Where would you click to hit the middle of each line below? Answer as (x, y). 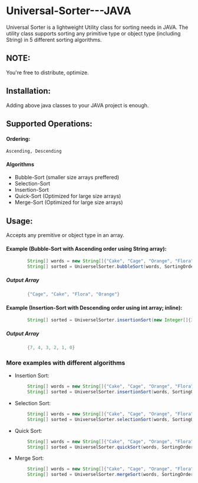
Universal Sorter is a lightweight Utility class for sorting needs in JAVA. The (97, 27)
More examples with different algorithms (66, 363)
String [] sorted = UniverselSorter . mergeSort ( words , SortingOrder (110, 475)
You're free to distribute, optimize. (48, 73)
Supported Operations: (49, 124)
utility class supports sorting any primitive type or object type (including (93, 33)
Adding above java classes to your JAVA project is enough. (77, 105)
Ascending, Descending (34, 152)
